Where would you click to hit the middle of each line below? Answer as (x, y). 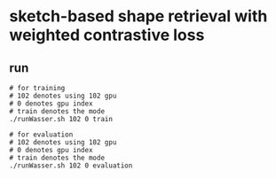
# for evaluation (41, 135)
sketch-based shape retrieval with (138, 16)
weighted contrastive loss (107, 35)
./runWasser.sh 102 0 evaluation (71, 166)
